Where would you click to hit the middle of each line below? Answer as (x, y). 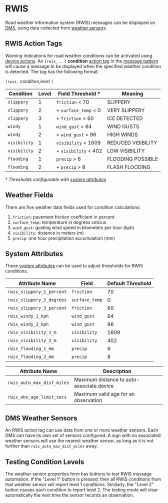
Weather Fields (29, 195)
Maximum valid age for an (104, 394)
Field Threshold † (79, 93)
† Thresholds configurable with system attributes (56, 179)
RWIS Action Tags (34, 44)
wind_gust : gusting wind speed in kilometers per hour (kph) (73, 227)
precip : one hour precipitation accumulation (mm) (64, 238)
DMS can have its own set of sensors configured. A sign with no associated (83, 435)
